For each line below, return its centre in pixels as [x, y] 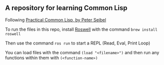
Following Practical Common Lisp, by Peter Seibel [56, 20]
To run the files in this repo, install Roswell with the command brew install [81, 29]
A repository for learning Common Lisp [66, 8]
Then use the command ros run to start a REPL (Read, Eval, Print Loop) [78, 43]
